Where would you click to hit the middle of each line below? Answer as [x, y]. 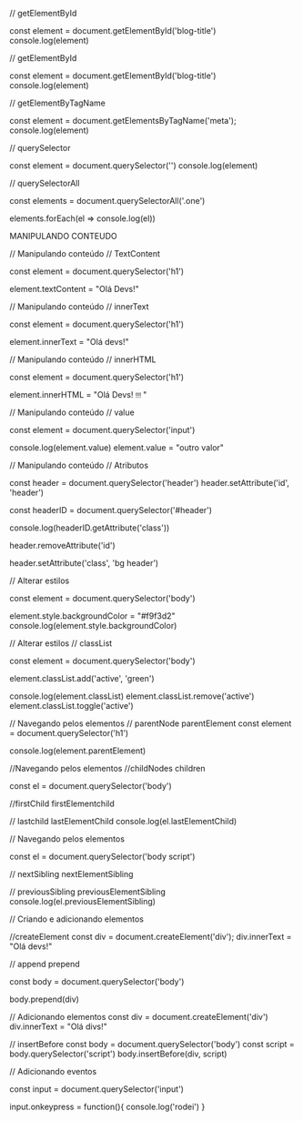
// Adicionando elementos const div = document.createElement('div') [139, 1017]
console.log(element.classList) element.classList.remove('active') [132, 696]
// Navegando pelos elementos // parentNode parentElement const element [151, 723]
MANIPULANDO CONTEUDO [63, 236]
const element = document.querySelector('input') [102, 430]
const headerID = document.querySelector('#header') [111, 510]
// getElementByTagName [58, 103]
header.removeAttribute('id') [62, 545]
